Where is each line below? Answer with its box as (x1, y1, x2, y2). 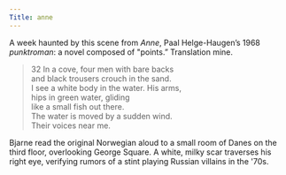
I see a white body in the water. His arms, (30, 82, 182, 93)
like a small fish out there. (30, 101, 125, 111)
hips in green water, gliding (30, 92, 130, 103)
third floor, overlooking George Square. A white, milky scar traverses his (9, 147, 272, 157)
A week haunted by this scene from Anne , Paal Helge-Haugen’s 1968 (9, 37, 261, 48)
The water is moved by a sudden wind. (30, 110, 173, 121)
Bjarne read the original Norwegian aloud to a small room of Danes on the (9, 137, 277, 148)
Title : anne (9, 12, 53, 22)
